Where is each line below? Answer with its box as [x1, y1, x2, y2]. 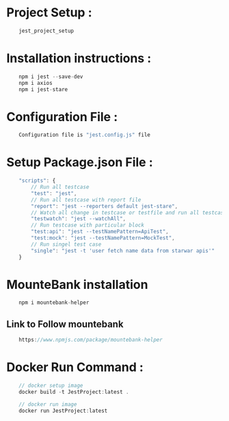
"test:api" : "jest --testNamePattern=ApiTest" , [31, 228, 169, 235]
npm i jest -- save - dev [18, 73, 83, 80]
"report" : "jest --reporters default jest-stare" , [31, 203, 178, 209]
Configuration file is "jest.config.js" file [18, 131, 151, 138]
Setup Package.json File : [6, 155, 153, 170]
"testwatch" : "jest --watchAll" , [31, 216, 126, 222]
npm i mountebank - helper [18, 299, 90, 306]
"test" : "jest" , [31, 190, 77, 196]
